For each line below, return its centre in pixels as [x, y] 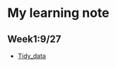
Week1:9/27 [34, 39]
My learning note [58, 13]
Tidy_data [31, 56]
